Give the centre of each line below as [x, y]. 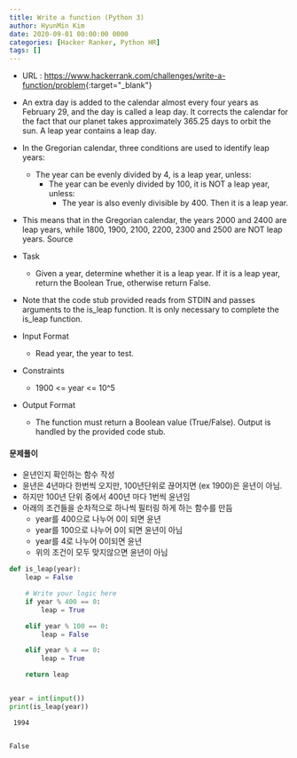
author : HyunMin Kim [47, 26]
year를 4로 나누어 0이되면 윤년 [89, 541]
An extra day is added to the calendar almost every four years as [140, 102]
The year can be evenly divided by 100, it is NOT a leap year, [159, 184]
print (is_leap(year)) [49, 706]
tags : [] [25, 51]
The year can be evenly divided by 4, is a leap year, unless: [143, 175]
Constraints [43, 371]
